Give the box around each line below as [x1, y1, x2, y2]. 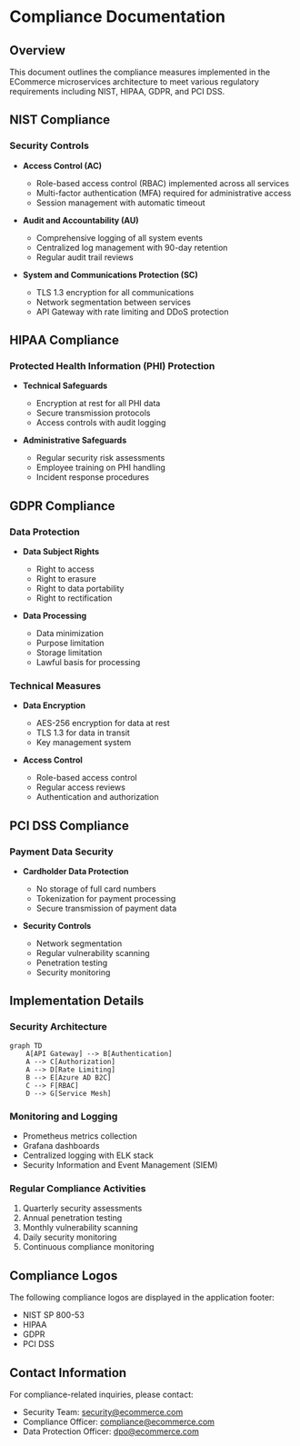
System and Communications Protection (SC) [22, 269, 198, 280]
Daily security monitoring [22, 1232, 117, 1242]
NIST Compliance [9, 112, 111, 128]
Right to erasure [35, 573, 97, 584]
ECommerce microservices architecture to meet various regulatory [9, 76, 259, 87]
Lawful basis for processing [35, 657, 141, 668]
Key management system [35, 737, 132, 748]
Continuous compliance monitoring [22, 1242, 155, 1252]
